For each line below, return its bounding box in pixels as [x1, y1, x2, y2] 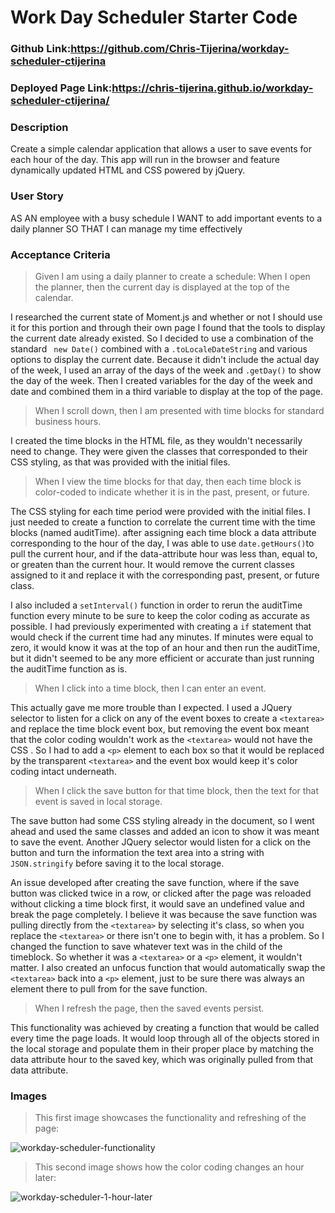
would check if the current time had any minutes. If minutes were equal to [10, 631, 314, 643]
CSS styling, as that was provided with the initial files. [10, 456, 231, 468]
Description [10, 120, 69, 134]
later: [34, 1172, 57, 1184]
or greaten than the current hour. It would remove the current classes [10, 558, 295, 570]
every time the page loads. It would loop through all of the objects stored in [10, 1032, 320, 1044]
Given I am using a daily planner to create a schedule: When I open [34, 270, 311, 282]
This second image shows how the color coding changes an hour [34, 1161, 305, 1173]
